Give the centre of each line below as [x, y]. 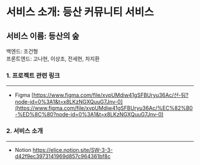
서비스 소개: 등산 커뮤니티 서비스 [80, 12]
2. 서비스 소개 [25, 131]
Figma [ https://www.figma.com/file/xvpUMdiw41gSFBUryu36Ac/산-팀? [101, 95]
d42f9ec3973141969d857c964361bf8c [63, 156]
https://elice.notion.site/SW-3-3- [73, 150]
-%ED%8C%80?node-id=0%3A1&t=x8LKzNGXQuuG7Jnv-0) [89, 115]
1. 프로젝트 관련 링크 [33, 75]
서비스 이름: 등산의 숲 [43, 36]
